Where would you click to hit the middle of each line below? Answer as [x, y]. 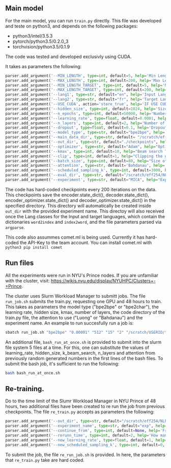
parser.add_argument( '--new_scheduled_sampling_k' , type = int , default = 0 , [85, 445]
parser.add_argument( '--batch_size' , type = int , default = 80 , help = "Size [83, 161]
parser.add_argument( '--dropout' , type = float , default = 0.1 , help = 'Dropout [86, 128]
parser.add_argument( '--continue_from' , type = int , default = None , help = [83, 431]
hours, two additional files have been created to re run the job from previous [85, 406]
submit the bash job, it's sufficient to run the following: [62, 364]
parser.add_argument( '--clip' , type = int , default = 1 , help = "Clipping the [84, 156]
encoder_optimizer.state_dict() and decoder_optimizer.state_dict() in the [81, 200]
